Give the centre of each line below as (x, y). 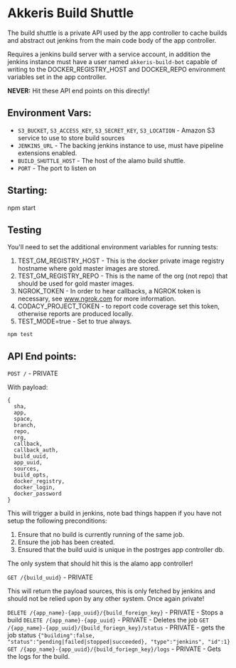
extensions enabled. (47, 153)
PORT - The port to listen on (57, 168)
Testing (25, 230)
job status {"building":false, (52, 635)
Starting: (27, 191)
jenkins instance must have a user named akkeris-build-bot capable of (113, 61)
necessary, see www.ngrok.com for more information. (97, 299)
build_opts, (32, 475)
